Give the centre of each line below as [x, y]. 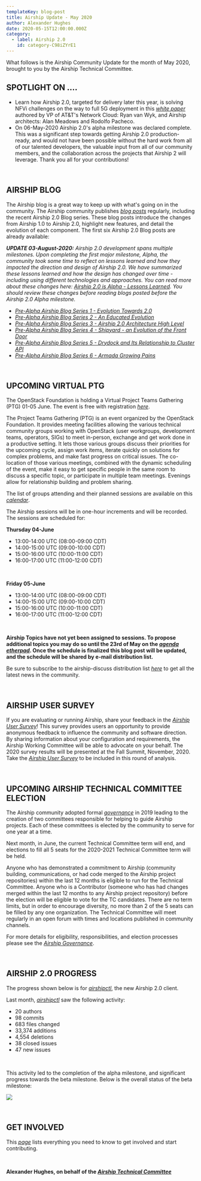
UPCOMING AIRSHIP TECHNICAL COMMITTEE [94, 789]
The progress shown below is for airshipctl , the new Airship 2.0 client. [92, 988]
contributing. [22, 1148]
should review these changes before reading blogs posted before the [92, 292]
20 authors [28, 1011]
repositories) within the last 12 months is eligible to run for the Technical [95, 880]
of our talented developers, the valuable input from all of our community [103, 146]
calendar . [18, 500]
